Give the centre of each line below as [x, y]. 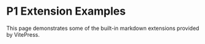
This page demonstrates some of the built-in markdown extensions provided [103, 28]
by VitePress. [23, 34]
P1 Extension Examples [66, 11]
